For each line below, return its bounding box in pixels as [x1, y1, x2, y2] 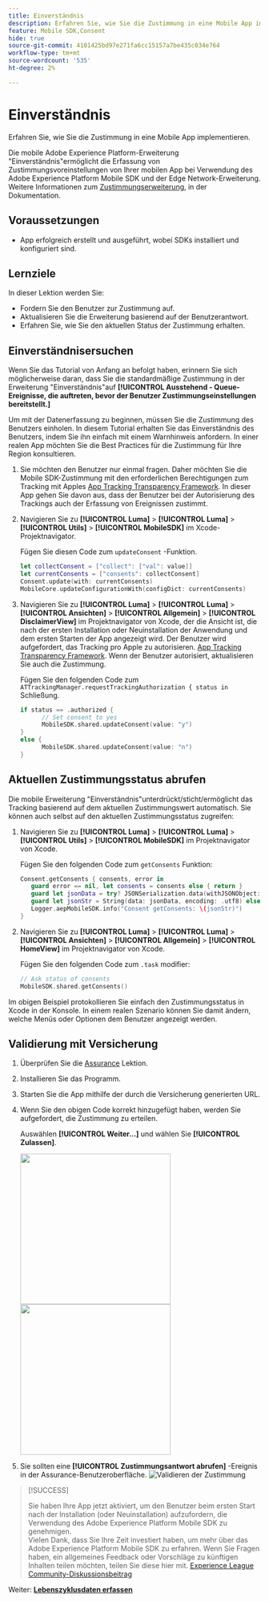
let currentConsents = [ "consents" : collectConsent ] [19, 570, 200, 578]
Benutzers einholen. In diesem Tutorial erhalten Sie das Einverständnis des [8, 423, 255, 434]
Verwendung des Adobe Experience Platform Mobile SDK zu [27, 1518, 228, 1528]
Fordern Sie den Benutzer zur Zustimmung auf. [19, 304, 175, 313]
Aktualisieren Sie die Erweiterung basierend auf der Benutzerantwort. [19, 312, 249, 322]
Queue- [214, 382, 240, 392]
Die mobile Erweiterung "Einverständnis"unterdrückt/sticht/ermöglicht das [8, 794, 254, 804]
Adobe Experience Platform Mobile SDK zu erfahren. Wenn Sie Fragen [27, 1543, 260, 1554]
